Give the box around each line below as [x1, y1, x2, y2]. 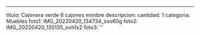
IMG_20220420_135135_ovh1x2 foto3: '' [6, 24, 103, 31]
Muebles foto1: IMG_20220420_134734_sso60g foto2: [6, 18, 138, 24]
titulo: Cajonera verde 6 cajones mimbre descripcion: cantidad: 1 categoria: [6, 12, 190, 18]
